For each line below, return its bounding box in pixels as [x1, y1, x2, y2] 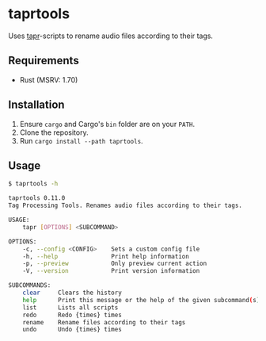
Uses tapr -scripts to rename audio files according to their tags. [8, 31, 214, 40]
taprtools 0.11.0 [8, 194, 66, 202]
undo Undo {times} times [22, 326, 123, 334]
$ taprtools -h [8, 180, 59, 188]
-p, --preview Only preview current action [22, 259, 207, 268]
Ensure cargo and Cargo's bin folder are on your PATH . [19, 119, 196, 128]
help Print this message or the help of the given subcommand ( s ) [22, 296, 260, 304]
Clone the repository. [19, 128, 89, 137]
